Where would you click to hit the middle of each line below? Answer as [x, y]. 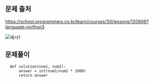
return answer [33, 75]
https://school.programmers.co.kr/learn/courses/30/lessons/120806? [77, 21]
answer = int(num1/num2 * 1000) [52, 71]
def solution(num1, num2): [38, 66]
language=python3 [25, 27]
